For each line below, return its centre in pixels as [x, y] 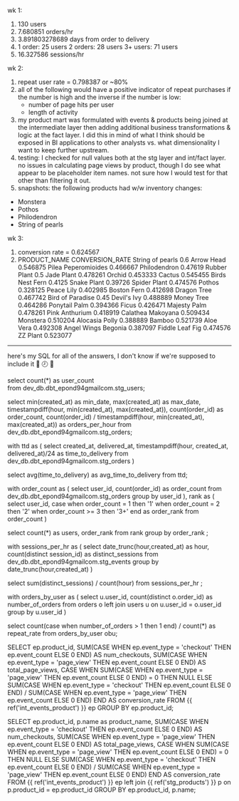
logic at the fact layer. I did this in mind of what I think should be [111, 135]
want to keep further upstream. [63, 150]
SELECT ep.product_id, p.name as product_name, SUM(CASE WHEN [108, 722]
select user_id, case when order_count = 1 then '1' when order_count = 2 [114, 504]
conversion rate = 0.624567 [58, 252]
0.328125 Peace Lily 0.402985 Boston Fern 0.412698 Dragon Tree [115, 290]
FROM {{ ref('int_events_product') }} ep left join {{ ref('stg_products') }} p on [119, 782]
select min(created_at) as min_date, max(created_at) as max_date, [104, 402]
